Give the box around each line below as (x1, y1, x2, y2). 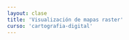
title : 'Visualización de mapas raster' (7, 16, 124, 23)
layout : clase (7, 9, 48, 17)
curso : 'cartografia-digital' (7, 22, 94, 29)
